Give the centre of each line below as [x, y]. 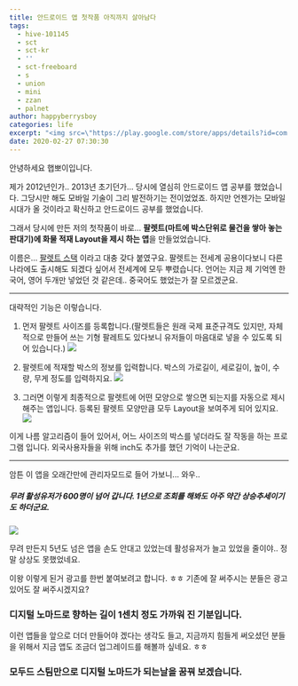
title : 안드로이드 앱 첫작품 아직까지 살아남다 [83, 17]
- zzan [29, 100]
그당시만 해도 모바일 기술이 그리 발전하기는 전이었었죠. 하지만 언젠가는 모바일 [153, 197]
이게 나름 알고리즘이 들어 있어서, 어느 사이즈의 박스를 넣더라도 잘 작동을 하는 [141, 435]
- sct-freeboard [47, 68]
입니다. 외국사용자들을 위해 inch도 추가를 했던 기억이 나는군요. [133, 447]
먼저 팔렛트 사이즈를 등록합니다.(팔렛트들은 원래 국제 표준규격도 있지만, [144, 326]
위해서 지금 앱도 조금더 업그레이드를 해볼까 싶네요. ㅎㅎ [113, 647]
